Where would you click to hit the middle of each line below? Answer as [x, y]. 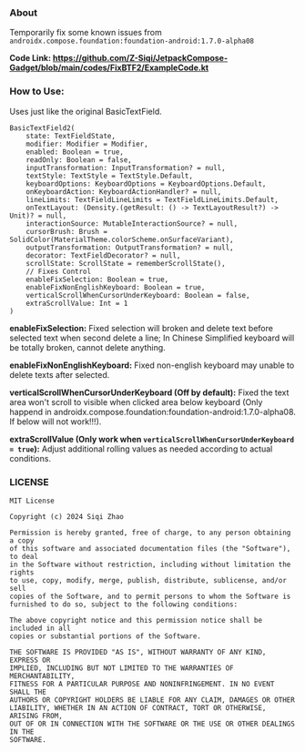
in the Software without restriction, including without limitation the [150, 564]
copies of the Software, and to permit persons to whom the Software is [150, 596]
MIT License [32, 501]
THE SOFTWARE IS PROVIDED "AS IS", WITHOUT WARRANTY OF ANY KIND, [138, 652]
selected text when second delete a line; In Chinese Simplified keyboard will [152, 338]
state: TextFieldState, [71, 136]
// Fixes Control [59, 271]
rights [22, 572]
